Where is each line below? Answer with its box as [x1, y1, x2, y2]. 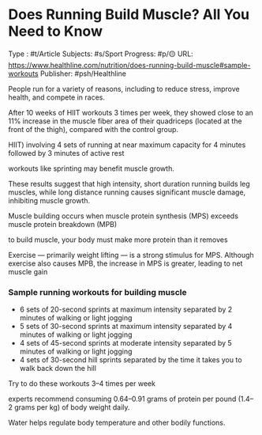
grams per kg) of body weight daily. [14, 403, 130, 412]
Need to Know [8, 22, 103, 40]
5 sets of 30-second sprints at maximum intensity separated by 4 [19, 322, 233, 331]
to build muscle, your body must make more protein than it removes [8, 235, 228, 244]
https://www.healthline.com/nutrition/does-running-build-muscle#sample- [8, 60, 251, 70]
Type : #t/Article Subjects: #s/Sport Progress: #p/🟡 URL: [8, 49, 193, 59]
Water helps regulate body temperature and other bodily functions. [8, 418, 226, 428]
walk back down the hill [19, 364, 97, 373]
